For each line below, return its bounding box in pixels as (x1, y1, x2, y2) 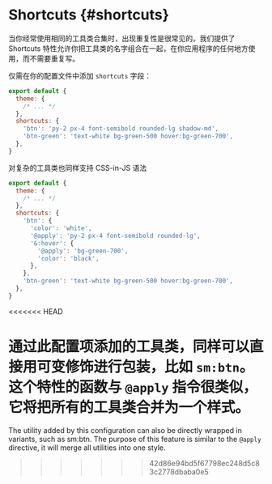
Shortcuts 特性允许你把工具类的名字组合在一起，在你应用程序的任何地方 (8, 43, 249, 53)
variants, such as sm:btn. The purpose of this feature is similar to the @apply (8, 434, 261, 444)
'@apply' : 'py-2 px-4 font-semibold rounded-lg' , (29, 231, 201, 240)
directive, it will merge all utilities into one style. (8, 443, 166, 452)
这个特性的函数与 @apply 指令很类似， (8, 378, 257, 396)
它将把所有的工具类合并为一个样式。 (8, 398, 250, 416)
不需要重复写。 (29, 53, 79, 63)
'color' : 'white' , (29, 224, 92, 232)
